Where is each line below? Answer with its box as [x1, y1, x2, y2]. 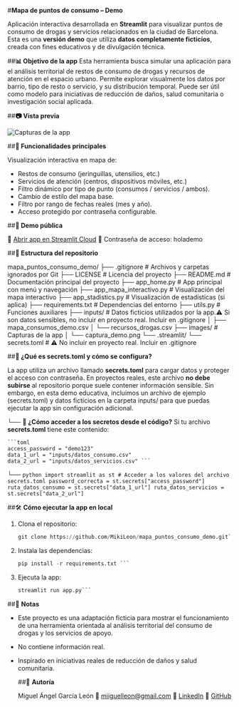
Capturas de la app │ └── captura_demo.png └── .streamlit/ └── [7, 331, 202, 339]
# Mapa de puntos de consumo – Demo [7, 6, 123, 14]
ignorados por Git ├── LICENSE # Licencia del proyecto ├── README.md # [7, 270, 231, 279]
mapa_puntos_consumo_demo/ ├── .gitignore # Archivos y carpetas [7, 263, 210, 271]
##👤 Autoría [17, 677, 55, 686]
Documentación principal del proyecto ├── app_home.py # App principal [7, 278, 223, 286]
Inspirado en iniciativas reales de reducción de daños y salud [17, 656, 198, 665]
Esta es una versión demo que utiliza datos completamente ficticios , [7, 35, 212, 43]
